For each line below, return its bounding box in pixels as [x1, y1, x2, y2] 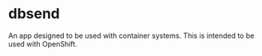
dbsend [8, 5, 60, 23]
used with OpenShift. [8, 39, 77, 48]
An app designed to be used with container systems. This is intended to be [8, 31, 255, 40]
